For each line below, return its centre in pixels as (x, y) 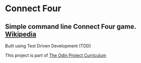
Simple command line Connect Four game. (70, 27)
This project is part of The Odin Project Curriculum (56, 55)
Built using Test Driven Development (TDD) (48, 46)
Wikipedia (21, 34)
